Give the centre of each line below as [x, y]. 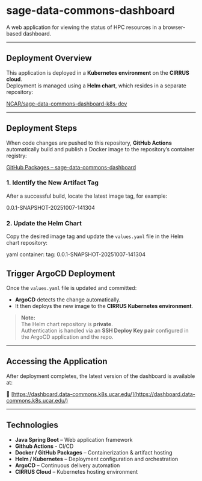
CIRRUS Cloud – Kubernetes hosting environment [76, 471]
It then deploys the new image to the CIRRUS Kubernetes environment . [104, 306]
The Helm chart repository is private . [67, 324]
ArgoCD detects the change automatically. [68, 300]
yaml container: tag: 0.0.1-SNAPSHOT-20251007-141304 [76, 254]
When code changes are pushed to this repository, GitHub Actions [89, 143]
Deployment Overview [49, 58]
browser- [174, 27]
